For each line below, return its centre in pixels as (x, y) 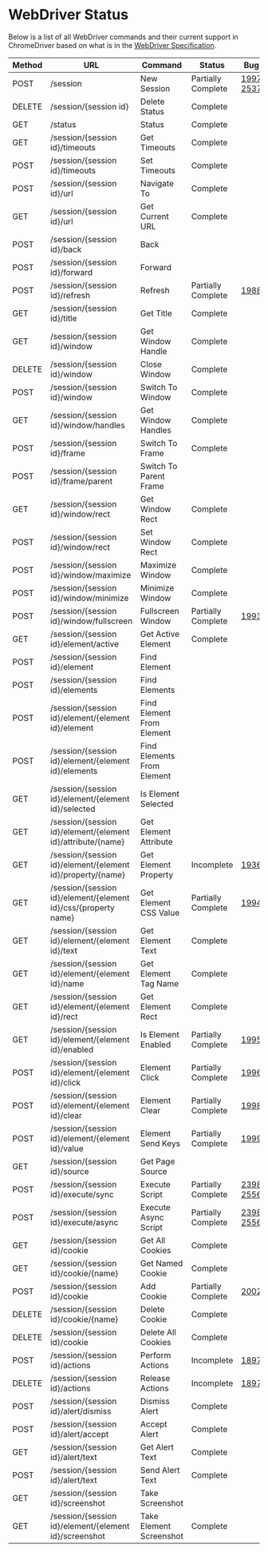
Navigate (157, 183)
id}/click (66, 1082)
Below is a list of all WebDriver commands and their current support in (124, 37)
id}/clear (66, 1115)
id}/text (64, 950)
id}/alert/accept (80, 1434)
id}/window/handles (88, 425)
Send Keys (160, 1143)
